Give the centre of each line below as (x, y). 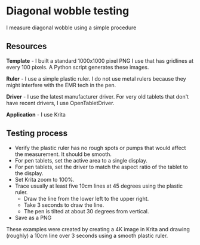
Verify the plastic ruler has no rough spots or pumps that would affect (100, 148)
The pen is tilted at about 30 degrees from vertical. (86, 211)
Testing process (37, 134)
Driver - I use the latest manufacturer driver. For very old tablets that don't (98, 96)
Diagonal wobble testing (68, 11)
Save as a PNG (33, 218)
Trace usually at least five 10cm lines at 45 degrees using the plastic (99, 186)
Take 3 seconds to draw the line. (64, 205)
